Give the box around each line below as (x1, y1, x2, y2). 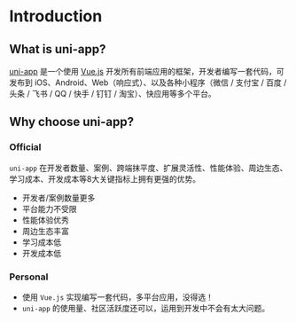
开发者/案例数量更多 (21, 192, 96, 203)
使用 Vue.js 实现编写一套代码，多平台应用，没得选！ (21, 291, 214, 302)
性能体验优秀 (21, 215, 69, 225)
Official (9, 141, 42, 153)
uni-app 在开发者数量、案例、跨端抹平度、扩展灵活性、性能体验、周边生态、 (9, 162, 288, 173)
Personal (9, 271, 49, 283)
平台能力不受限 (21, 203, 77, 214)
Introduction (9, 6, 103, 27)
